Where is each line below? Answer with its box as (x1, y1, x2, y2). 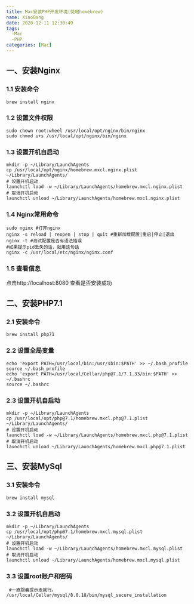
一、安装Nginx (6, 66, 61, 76)
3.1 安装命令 (6, 481, 41, 489)
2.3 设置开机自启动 (6, 396, 61, 405)
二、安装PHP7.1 (6, 298, 63, 309)
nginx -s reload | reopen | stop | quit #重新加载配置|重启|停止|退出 (6, 232, 175, 238)
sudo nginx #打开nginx (6, 225, 61, 232)
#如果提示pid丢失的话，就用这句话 (6, 244, 79, 251)
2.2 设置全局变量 (6, 347, 55, 355)
